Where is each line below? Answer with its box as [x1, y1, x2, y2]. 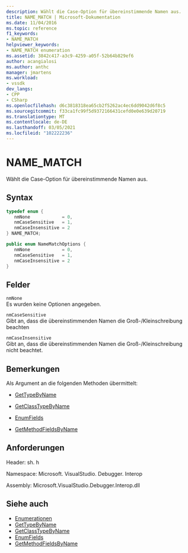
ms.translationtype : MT [6, 113, 65, 119]
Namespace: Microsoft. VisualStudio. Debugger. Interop [6, 470, 143, 477]
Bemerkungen [6, 364, 60, 374]
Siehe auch [6, 499, 49, 509]
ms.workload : [6, 75, 39, 81]
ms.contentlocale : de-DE [6, 119, 68, 125]
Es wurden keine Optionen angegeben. [6, 301, 101, 308]
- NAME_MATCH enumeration [6, 48, 70, 53]
